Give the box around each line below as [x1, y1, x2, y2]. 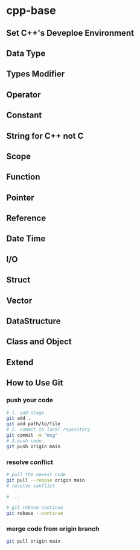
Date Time [6, 234, 46, 244]
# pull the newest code [6, 471, 66, 477]
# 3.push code [6, 437, 42, 444]
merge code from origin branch [6, 525, 100, 533]
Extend [6, 357, 34, 367]
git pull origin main [6, 538, 61, 545]
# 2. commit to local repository [6, 426, 91, 433]
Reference [6, 213, 46, 224]
